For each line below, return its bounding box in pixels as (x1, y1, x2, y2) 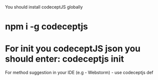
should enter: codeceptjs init (5, 53, 124, 64)
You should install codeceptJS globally (5, 4, 83, 10)
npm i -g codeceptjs (5, 21, 88, 32)
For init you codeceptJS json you (5, 43, 140, 54)
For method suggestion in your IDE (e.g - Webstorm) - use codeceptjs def (5, 70, 154, 76)
